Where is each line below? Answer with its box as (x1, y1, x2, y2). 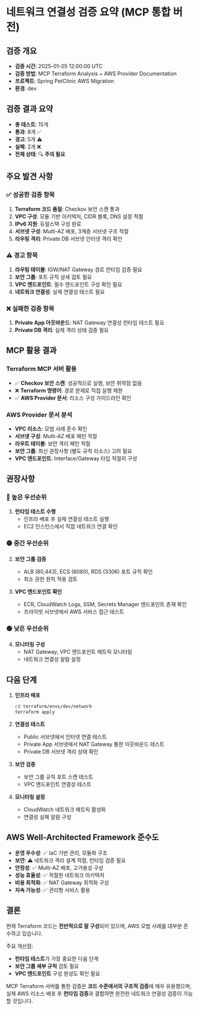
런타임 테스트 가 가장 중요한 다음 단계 (14, 955, 99, 962)
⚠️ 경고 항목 (6, 251, 38, 259)
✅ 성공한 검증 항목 (6, 191, 55, 199)
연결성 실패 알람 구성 (23, 813, 72, 820)
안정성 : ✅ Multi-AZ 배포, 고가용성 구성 (14, 864, 104, 871)
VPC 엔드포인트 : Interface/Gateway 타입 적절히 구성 (14, 455, 138, 462)
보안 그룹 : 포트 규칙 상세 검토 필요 (14, 273, 92, 280)
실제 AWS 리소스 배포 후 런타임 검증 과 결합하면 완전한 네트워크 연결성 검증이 (6, 990, 182, 997)
